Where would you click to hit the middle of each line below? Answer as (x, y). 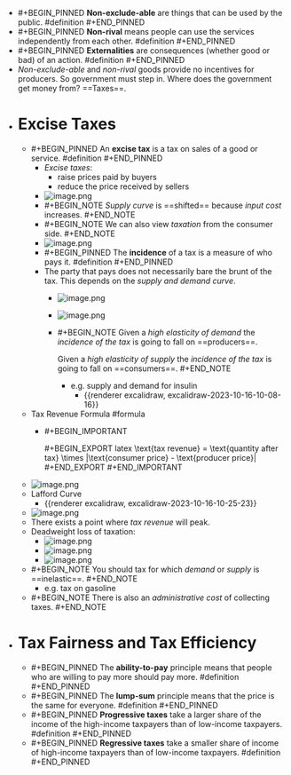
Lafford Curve (56, 494)
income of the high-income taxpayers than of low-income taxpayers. (157, 724)
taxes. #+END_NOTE (68, 606)
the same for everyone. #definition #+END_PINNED (125, 705)
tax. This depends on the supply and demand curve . (140, 281)
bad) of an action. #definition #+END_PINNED (101, 60)
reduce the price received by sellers (123, 186)
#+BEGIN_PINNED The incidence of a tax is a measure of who (158, 252)
